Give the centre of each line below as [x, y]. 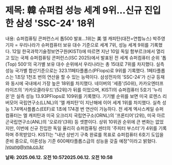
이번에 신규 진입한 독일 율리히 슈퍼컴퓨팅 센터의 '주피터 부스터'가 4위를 [87, 128]
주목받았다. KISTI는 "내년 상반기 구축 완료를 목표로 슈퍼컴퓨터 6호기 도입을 [89, 134]
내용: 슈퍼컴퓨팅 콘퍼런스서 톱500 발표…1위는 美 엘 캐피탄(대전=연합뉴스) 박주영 [85, 38]
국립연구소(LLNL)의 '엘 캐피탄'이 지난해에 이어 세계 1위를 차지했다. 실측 [90, 102]
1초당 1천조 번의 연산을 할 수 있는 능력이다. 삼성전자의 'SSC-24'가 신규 [85, 77]
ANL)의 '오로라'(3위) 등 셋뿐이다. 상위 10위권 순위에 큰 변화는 [93, 121]
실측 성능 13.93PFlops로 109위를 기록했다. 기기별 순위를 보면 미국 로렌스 [89, 96]
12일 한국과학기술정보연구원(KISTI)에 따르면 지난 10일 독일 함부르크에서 [84, 51]
